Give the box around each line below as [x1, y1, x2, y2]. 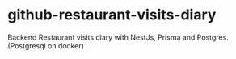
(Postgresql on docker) [7, 40, 84, 50]
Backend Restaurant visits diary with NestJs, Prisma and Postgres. [7, 32, 230, 42]
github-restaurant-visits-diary [7, 6, 217, 24]
